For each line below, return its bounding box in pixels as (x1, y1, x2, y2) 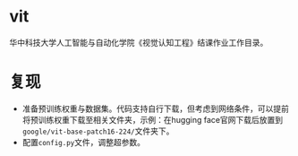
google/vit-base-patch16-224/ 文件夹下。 (21, 126, 175, 136)
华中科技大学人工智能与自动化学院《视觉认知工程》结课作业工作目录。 (9, 37, 268, 48)
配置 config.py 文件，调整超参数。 (21, 136, 146, 147)
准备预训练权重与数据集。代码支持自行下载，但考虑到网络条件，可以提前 (21, 103, 289, 114)
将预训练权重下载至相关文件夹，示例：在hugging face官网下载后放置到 (21, 114, 284, 125)
